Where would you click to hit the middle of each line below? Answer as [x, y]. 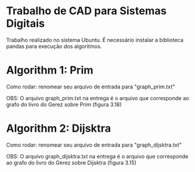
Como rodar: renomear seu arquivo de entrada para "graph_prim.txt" [91, 87]
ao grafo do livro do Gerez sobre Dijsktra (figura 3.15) [72, 163]
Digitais [26, 23]
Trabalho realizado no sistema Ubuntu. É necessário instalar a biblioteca [95, 40]
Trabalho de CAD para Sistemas [86, 11]
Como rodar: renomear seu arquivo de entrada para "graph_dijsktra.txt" [94, 145]
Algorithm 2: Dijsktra [59, 128]
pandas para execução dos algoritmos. [54, 46]
